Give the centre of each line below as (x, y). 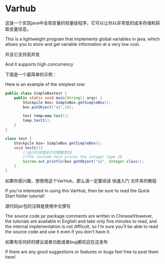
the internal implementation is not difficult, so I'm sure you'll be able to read (82, 226)
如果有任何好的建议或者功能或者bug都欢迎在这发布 (57, 242)
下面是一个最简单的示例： (31, 74)
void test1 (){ (28, 148)
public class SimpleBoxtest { (36, 93)
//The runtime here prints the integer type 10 (72, 157)
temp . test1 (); (37, 121)
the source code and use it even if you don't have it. (58, 231)
